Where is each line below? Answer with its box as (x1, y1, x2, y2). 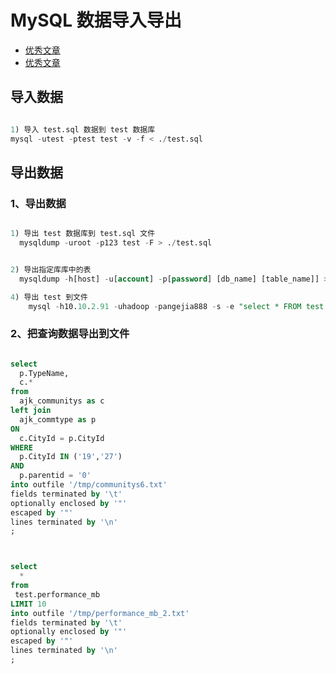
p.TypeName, (19, 368, 70, 378)
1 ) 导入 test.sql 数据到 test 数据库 (10, 124, 156, 135)
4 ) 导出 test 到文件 (10, 292, 88, 302)
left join (10, 406, 52, 416)
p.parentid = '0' (19, 471, 92, 481)
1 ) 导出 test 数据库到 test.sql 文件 (10, 229, 156, 239)
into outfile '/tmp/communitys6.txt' (10, 480, 168, 490)
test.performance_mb (14, 589, 101, 600)
